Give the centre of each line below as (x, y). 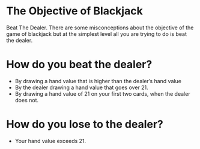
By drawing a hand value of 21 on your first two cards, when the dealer (102, 93)
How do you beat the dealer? (79, 65)
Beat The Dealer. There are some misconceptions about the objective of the (100, 28)
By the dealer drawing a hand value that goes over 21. (81, 87)
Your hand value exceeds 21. (50, 141)
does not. (27, 100)
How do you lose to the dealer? (85, 124)
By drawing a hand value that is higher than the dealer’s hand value (98, 81)
